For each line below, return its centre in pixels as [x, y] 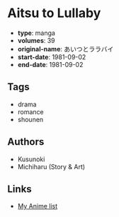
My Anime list [38, 206]
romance [30, 111]
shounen [30, 119]
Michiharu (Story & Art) [51, 166]
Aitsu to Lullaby [54, 13]
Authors [26, 142]
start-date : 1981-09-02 [52, 57]
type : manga [36, 33]
